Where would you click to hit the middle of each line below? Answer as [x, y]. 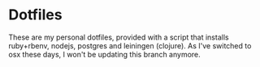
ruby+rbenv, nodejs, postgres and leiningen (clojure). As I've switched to [130, 45]
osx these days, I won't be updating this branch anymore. [104, 54]
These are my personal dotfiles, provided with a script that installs [119, 37]
